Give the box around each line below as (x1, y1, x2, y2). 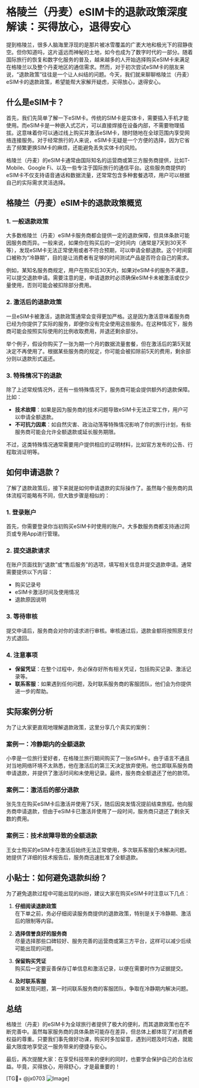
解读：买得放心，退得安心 (6, 20, 131, 34)
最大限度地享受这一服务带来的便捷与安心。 (6, 1043, 110, 1050)
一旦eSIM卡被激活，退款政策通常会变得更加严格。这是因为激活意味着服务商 (6, 313, 190, 320)
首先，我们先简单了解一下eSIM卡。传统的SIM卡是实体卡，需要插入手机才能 (6, 114, 189, 121)
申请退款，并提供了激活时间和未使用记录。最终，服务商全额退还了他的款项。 (6, 769, 193, 776)
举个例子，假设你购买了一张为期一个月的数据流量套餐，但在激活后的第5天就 (6, 340, 191, 347)
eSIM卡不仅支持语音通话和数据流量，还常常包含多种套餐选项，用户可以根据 (6, 171, 190, 178)
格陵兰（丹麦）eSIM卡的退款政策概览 (6, 198, 142, 208)
